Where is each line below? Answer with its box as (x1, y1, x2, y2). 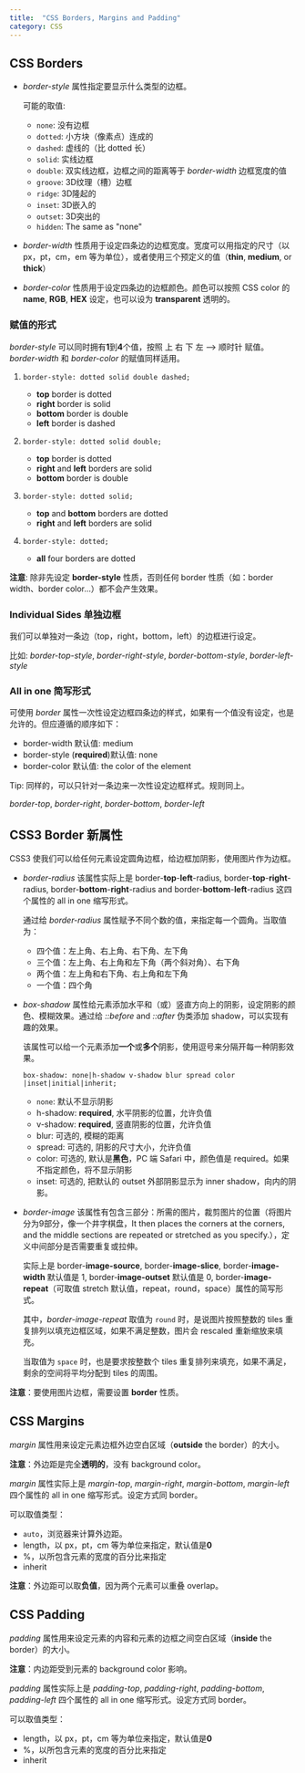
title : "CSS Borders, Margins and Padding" (9, 13, 181, 23)
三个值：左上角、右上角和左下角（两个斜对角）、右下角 (36, 957, 240, 968)
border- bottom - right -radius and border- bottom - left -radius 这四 (50, 884, 293, 895)
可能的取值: (22, 100, 66, 111)
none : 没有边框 (36, 120, 90, 130)
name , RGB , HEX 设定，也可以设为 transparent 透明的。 (22, 294, 235, 305)
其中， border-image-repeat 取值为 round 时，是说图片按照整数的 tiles (22, 1314, 284, 1325)
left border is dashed (36, 417, 116, 429)
